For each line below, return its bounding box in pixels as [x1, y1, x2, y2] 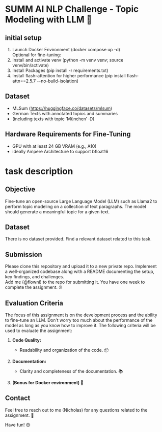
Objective [5, 185, 36, 194]
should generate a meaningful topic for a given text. [5, 208, 110, 215]
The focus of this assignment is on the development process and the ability [5, 312, 158, 318]
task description [5, 166, 73, 177]
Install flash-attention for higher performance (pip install [12, 73, 126, 78]
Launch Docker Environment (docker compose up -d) [12, 47, 120, 52]
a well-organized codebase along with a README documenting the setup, [5, 268, 155, 274]
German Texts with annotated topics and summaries [12, 110, 118, 116]
